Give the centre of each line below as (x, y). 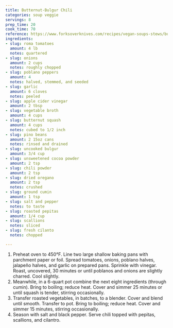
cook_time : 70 (21, 29)
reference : (17, 34)
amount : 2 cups (26, 63)
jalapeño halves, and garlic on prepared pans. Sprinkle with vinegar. (85, 265)
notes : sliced (25, 226)
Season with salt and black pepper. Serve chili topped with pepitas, (84, 314)
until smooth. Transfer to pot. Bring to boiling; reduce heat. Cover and (86, 303)
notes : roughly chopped (35, 67)
